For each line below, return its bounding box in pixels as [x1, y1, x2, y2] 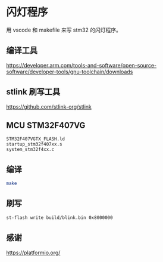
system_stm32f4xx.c [6, 147, 55, 153]
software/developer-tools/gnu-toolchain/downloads [6, 68, 133, 75]
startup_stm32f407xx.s [6, 141, 62, 147]
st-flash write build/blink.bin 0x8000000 [6, 214, 113, 221]
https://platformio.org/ [6, 249, 61, 256]
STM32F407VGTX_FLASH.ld [6, 136, 65, 142]
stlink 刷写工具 [6, 87, 61, 97]
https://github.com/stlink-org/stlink [6, 103, 92, 110]
